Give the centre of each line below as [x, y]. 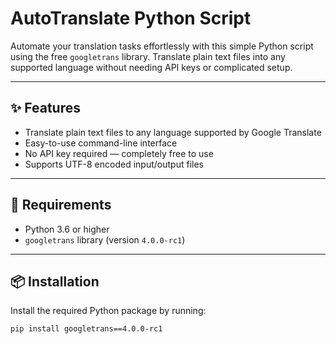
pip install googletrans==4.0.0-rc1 [86, 329]
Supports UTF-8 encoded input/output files [114, 164]
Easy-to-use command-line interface [101, 143]
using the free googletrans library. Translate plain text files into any [148, 56]
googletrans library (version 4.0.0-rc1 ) [105, 239]
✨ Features [45, 108]
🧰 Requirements [61, 205]
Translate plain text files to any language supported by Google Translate [173, 132]
